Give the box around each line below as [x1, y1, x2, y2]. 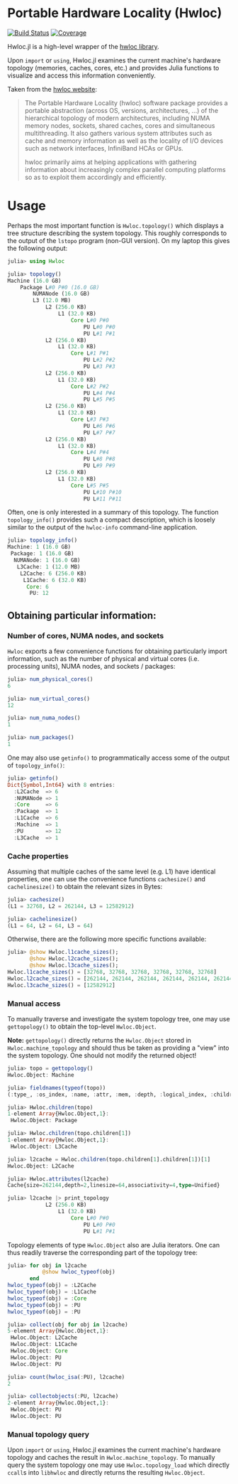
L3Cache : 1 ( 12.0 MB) [16, 563, 81, 570]
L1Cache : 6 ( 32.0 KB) [23, 576, 87, 584]
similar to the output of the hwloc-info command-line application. [7, 523, 198, 532]
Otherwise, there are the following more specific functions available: [7, 935, 207, 943]
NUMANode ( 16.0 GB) [33, 290, 91, 298]
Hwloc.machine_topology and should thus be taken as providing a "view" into [7, 1043, 229, 1053]
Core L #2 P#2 [70, 382, 110, 390]
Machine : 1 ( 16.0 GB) [7, 544, 72, 551]
